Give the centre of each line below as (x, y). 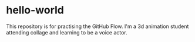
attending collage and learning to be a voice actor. (67, 32)
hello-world (35, 10)
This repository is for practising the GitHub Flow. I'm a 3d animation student (97, 26)
